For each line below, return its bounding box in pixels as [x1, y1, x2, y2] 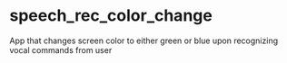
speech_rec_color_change [9, 5, 213, 26]
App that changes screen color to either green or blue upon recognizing [9, 35, 279, 46]
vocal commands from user [9, 44, 113, 55]
